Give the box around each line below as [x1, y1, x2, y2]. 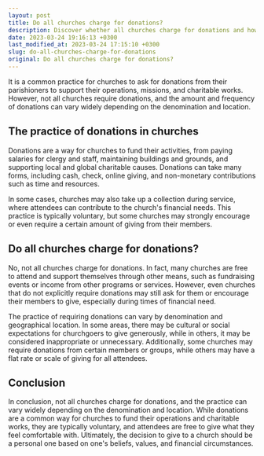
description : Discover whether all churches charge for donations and [8, 26, 244, 34]
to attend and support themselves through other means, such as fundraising [8, 271, 255, 281]
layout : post [8, 11, 51, 20]
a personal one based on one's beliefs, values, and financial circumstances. [8, 439, 254, 448]
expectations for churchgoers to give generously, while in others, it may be [8, 328, 251, 338]
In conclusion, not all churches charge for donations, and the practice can [8, 397, 247, 406]
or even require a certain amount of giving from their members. [8, 219, 213, 229]
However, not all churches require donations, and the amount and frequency [8, 94, 255, 103]
